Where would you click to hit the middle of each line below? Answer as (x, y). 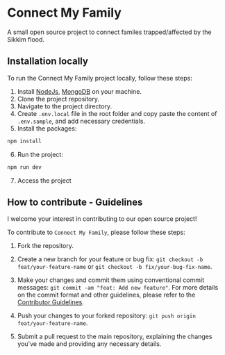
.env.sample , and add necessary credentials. (81, 121)
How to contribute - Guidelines (75, 202)
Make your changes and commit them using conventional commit (111, 280)
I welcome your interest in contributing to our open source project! (102, 219)
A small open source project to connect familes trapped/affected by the (109, 32)
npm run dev (24, 167)
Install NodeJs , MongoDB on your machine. (80, 91)
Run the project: (40, 154)
